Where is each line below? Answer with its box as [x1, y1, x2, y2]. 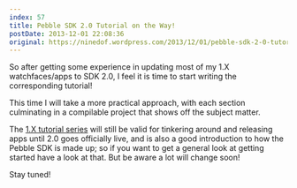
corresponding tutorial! [9, 80, 93, 91]
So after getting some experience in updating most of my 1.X [9, 62, 230, 72]
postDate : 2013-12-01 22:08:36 [9, 29, 125, 38]
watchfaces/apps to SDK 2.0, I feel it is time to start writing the [9, 71, 237, 82]
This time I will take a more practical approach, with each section [9, 98, 246, 109]
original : [9, 37, 46, 47]
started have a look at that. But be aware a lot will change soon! [9, 152, 240, 163]
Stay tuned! [9, 169, 51, 180]
